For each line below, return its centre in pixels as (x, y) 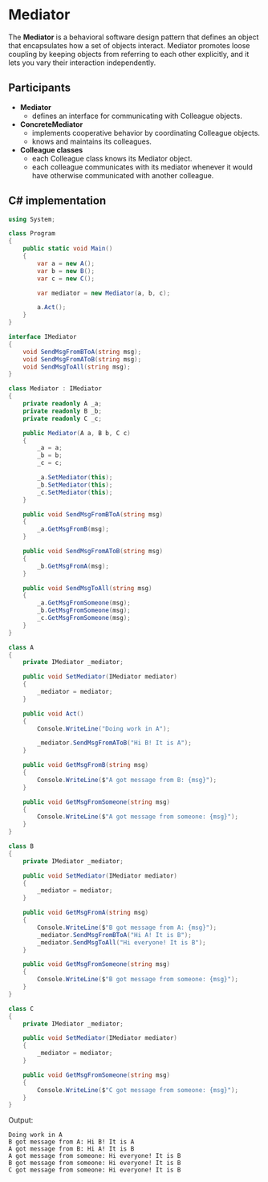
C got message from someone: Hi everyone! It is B (95, 1170)
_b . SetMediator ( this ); (75, 485)
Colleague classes (51, 149)
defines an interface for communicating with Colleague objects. (137, 116)
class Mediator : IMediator (55, 389)
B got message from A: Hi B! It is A (71, 1142)
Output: (21, 1120)
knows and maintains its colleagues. (92, 141)
